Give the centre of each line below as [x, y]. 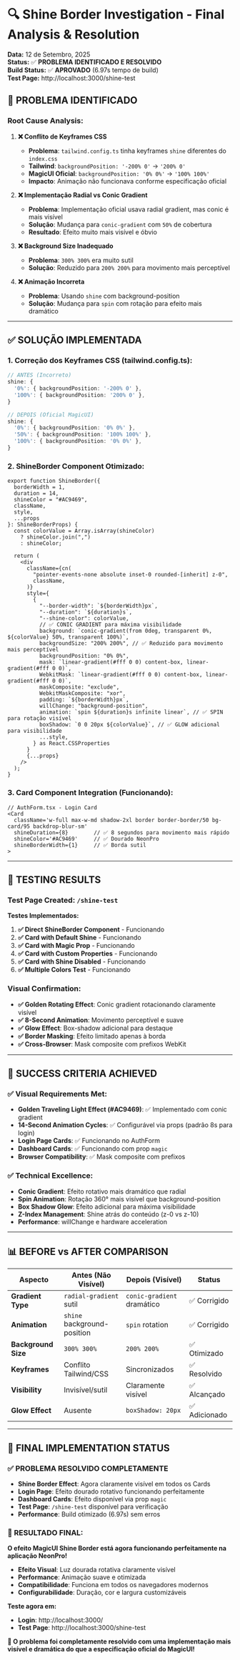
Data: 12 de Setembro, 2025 [49, 54]
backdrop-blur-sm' [60, 826]
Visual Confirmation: [44, 989]
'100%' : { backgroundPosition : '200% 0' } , [79, 395]
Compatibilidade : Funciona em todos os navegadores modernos [113, 1585]
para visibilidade [35, 731]
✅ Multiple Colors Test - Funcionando [74, 970]
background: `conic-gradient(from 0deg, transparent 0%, [126, 631]
